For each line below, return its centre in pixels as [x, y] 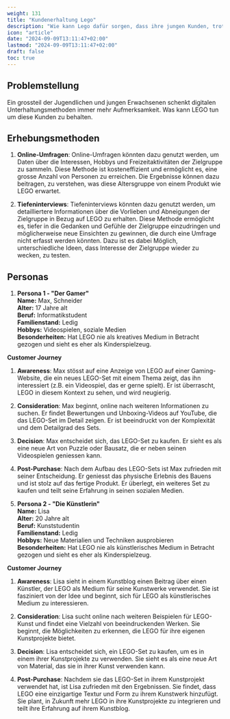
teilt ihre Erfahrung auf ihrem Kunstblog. [73, 709]
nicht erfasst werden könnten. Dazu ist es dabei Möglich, [97, 241]
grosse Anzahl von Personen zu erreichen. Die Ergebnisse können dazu [118, 177]
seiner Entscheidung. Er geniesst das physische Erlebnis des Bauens [114, 476]
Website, [29, 378]
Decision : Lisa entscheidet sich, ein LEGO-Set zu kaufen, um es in [110, 652]
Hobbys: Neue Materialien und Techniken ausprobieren [95, 540]
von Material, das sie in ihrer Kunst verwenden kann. [91, 666]
